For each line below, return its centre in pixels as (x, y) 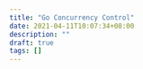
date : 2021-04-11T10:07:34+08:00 (72, 26)
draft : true (31, 43)
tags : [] (26, 51)
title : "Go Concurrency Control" (72, 17)
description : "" (40, 34)
